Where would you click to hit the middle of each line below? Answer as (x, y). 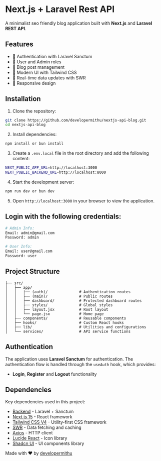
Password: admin (22, 238)
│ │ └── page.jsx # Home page (54, 314)
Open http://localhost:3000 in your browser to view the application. (83, 201)
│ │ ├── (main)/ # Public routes (59, 296)
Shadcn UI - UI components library (48, 443)
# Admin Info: (20, 228)
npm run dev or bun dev (30, 191)
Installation (23, 99)
